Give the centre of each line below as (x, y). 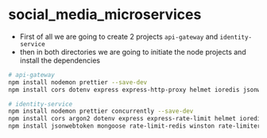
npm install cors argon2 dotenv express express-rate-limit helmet (122, 119)
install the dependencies (60, 60)
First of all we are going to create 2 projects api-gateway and (119, 36)
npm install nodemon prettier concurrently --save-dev (101, 111)
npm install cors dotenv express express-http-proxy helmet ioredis (124, 90)
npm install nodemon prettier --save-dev (78, 82)
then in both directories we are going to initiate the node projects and (133, 52)
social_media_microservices (105, 15)
